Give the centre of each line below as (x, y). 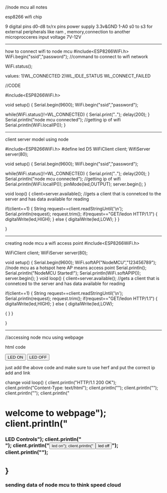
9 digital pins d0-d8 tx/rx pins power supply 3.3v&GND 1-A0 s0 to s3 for (79, 26)
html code (15, 347)
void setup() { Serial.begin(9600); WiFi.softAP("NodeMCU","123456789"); (81, 262)
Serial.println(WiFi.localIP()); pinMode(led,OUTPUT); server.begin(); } (76, 184)
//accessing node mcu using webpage (44, 337)
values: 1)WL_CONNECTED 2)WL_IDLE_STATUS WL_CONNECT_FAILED (78, 76)
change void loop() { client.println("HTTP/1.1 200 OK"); (61, 382)
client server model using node (37, 139)
